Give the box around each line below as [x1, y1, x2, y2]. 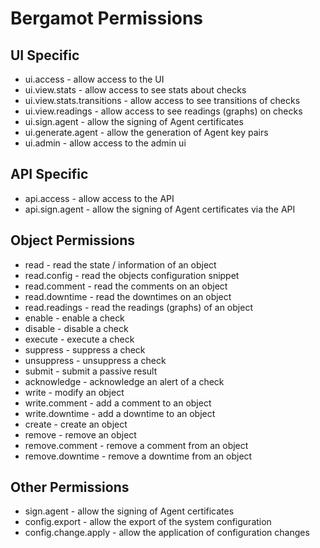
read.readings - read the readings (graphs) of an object [24, 301, 253, 313]
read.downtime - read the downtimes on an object [24, 290, 232, 302]
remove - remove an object [24, 428, 137, 441]
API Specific [10, 166, 89, 183]
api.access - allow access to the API [24, 192, 175, 204]
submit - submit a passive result [24, 365, 158, 377]
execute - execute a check [24, 333, 135, 345]
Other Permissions [10, 479, 130, 496]
